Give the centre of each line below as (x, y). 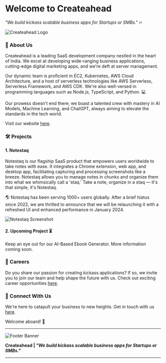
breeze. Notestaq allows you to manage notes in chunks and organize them (82, 177)
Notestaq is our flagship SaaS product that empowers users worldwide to (80, 161)
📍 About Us (19, 45)
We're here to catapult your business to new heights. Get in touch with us (80, 307)
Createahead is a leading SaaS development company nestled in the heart (81, 56)
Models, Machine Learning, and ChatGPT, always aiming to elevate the (77, 109)
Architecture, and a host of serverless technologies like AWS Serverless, (79, 81)
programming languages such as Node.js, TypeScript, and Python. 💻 (76, 92)
